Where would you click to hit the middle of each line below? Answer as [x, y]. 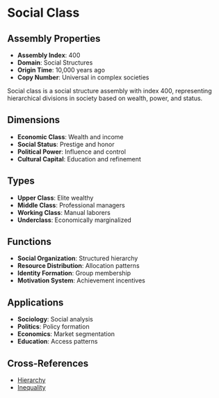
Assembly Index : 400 [49, 55]
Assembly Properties [54, 39]
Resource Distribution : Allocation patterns [79, 266]
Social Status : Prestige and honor [66, 144]
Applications [35, 302]
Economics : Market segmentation [66, 334]
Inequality [32, 388]
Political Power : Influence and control [72, 152]
